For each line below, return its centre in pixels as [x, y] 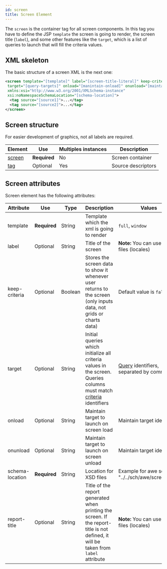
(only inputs [99, 301]
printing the [99, 511]
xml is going [99, 229]
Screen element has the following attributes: [50, 196]
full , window [132, 226]
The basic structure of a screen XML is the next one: [59, 72]
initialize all [98, 353]
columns [95, 384]
